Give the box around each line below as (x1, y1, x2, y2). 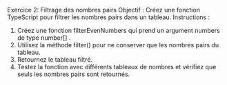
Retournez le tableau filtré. (17, 56, 93, 64)
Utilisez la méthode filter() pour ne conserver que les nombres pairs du (17, 41, 219, 49)
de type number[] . (17, 34, 71, 42)
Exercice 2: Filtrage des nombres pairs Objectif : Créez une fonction (7, 6, 200, 14)
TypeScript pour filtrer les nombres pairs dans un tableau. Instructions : (7, 13, 210, 21)
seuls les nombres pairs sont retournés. (17, 70, 130, 78)
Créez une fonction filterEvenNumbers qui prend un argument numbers (17, 27, 221, 34)
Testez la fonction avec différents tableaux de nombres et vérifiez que (17, 63, 217, 71)
